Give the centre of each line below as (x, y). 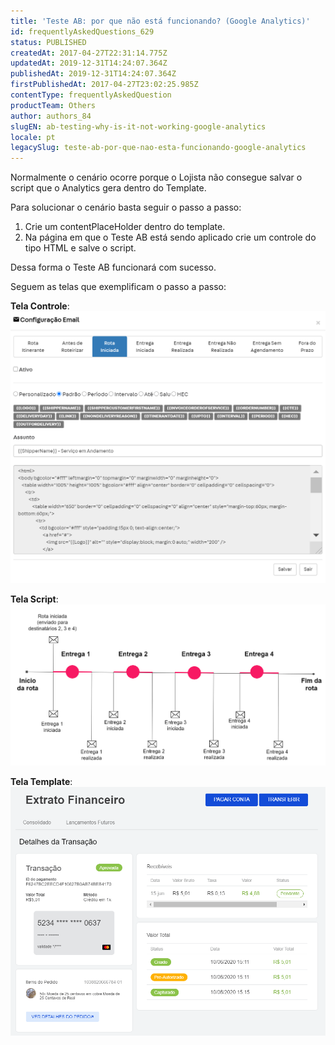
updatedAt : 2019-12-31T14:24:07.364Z (89, 63)
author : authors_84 (51, 116)
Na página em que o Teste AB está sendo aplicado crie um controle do (170, 237)
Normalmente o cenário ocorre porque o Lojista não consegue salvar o (156, 177)
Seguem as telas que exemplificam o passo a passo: (118, 287)
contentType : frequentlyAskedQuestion (91, 95)
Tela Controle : (40, 306)
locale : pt (33, 137)
